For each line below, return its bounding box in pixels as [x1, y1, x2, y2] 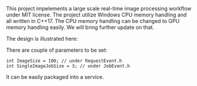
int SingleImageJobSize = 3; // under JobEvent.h [6, 63, 131, 69]
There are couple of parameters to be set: [6, 47, 108, 54]
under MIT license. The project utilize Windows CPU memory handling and [6, 11, 187, 18]
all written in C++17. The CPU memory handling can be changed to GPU [6, 18, 180, 24]
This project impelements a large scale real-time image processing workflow [6, 5, 192, 12]
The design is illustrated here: [6, 35, 78, 42]
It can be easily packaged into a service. [6, 74, 104, 80]
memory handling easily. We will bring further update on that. [6, 24, 155, 31]
